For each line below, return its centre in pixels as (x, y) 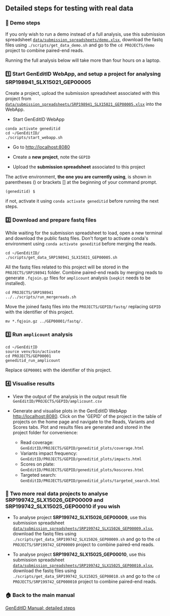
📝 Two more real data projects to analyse (57, 494)
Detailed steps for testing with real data (69, 8)
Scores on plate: (38, 464)
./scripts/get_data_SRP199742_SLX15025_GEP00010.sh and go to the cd (86, 576)
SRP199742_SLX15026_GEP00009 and (54, 500)
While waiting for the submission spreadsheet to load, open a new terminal (84, 233)
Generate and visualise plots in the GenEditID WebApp (70, 411)
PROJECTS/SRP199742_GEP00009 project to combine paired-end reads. (83, 545)
